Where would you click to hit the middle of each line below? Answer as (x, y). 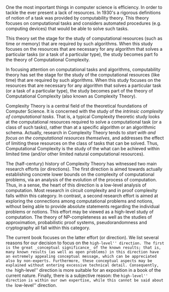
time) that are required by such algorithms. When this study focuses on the (83, 80)
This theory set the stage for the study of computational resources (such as (84, 38)
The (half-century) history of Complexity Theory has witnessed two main (81, 164)
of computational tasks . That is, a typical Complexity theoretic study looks (83, 117)
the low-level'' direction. (31, 285)
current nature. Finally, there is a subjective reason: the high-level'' (77, 275)
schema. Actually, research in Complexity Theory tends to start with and (81, 132)
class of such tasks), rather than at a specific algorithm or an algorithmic (81, 127)
